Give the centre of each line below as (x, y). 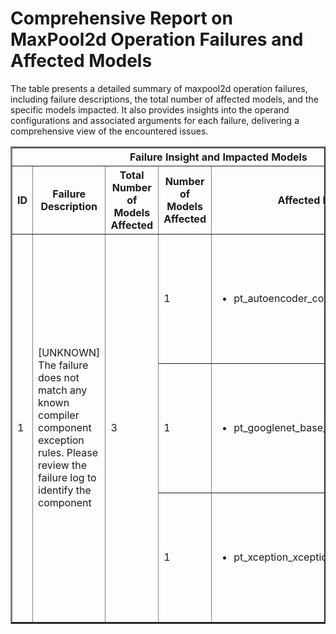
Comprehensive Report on (121, 18)
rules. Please (68, 452)
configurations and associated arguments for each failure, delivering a (155, 120)
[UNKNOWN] (69, 352)
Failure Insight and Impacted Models (218, 157)
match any (63, 390)
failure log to (67, 477)
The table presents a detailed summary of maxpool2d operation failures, (159, 88)
